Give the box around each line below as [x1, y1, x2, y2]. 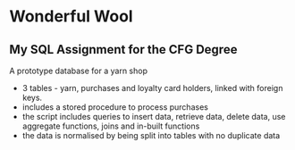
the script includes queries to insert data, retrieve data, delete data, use [21, 112, 286, 121]
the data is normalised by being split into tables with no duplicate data [21, 130, 281, 140]
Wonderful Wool [9, 6, 133, 27]
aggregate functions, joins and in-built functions [21, 121, 200, 131]
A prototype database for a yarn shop [9, 65, 148, 76]
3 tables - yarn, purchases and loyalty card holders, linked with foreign [21, 83, 283, 93]
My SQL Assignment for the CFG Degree [9, 42, 238, 57]
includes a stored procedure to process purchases [21, 102, 208, 112]
